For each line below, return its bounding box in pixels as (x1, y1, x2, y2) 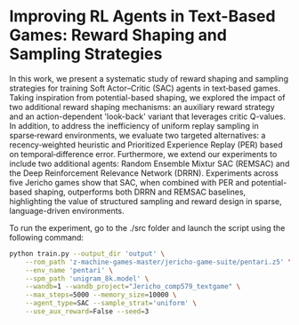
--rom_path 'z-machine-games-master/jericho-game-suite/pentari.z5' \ (25, 258, 293, 266)
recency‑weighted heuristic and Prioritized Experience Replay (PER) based (9, 139, 283, 150)
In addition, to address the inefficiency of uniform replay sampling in (9, 120, 260, 131)
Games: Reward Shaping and (9, 25, 227, 45)
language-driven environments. (9, 205, 125, 216)
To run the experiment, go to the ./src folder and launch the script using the (9, 222, 286, 233)
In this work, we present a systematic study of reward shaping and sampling (9, 73, 289, 83)
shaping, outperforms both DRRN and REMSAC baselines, (34, 186, 246, 197)
